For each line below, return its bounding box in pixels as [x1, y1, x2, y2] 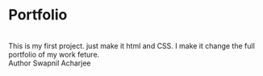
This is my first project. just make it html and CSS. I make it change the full [8, 40, 256, 50]
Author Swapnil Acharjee [8, 58, 91, 68]
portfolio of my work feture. [8, 49, 100, 59]
